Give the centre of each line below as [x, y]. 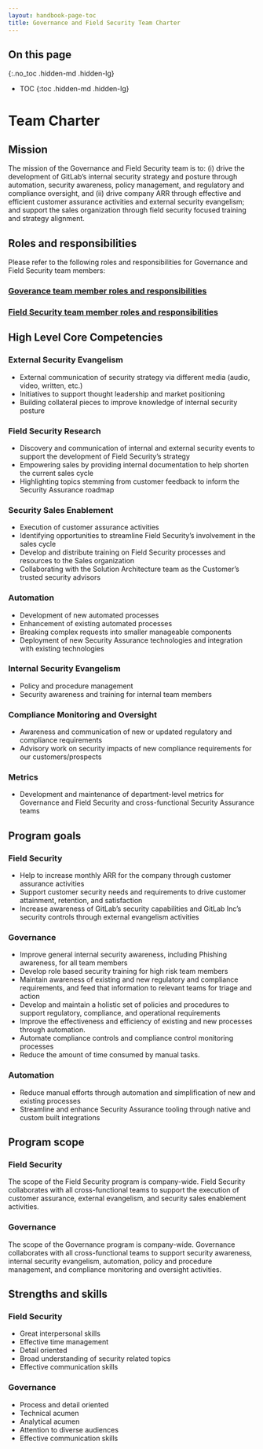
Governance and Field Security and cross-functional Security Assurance [137, 802]
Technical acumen [49, 1413]
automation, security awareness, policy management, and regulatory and [126, 185]
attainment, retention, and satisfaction [81, 901]
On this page [40, 55]
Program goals [45, 836]
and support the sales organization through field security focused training [128, 210]
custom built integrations [60, 1117]
